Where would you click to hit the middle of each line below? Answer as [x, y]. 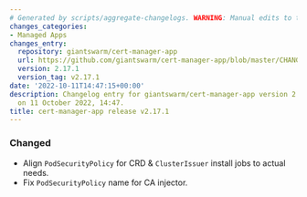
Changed [31, 143]
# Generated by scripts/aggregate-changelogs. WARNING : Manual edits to [151, 18]
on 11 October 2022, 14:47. [71, 103]
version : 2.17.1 [48, 69]
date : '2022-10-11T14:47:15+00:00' [77, 86]
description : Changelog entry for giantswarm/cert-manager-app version [148, 94]
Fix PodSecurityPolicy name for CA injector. [105, 182]
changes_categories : [49, 26]
